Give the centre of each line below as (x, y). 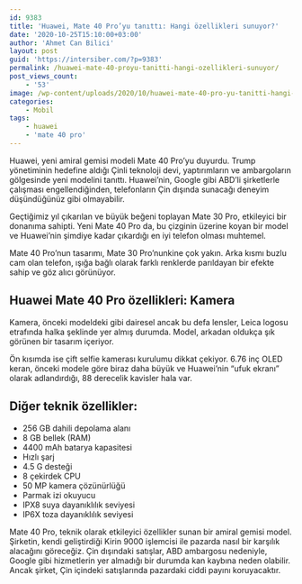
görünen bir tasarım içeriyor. (62, 341)
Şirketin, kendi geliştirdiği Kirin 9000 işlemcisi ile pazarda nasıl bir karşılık (145, 541)
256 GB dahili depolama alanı (76, 428)
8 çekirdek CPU (51, 476)
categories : (31, 101)
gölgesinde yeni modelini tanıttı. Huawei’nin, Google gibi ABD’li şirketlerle (145, 179)
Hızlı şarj (39, 457)
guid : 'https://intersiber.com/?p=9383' (86, 59)
